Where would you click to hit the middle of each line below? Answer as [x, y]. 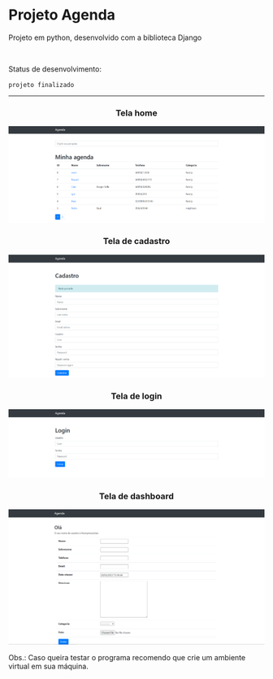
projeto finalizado [41, 85]
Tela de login [136, 396]
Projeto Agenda [62, 15]
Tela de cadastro [136, 242]
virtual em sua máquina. [49, 666]
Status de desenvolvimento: [55, 69]
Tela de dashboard [136, 496]
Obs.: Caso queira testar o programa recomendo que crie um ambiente [127, 658]
